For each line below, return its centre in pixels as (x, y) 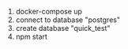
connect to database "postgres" (68, 20)
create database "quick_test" (63, 28)
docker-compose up (49, 11)
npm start (31, 36)
